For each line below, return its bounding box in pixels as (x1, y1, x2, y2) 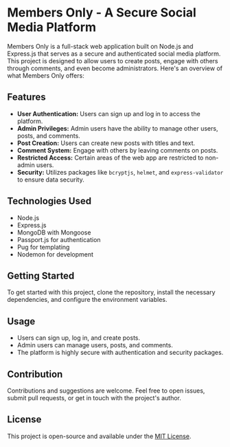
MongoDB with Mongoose (16, 228, 91, 237)
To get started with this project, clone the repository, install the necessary (7, 288, 216, 296)
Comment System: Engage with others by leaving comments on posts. (16, 146, 218, 154)
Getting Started (7, 270, 75, 281)
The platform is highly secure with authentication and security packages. (16, 349, 224, 357)
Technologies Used (7, 195, 91, 207)
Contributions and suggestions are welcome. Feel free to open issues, (7, 386, 205, 395)
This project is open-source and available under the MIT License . (7, 432, 192, 440)
